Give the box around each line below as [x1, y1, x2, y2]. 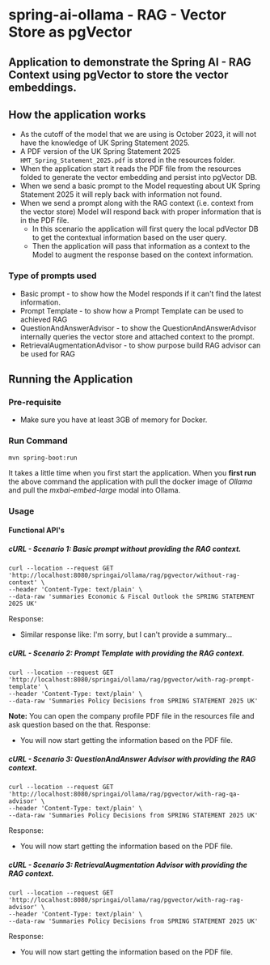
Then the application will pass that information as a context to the [32, 241, 251, 251]
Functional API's [8, 525, 65, 536]
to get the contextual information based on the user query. [32, 233, 227, 242]
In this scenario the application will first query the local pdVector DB [32, 224, 259, 234]
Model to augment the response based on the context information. [32, 250, 254, 260]
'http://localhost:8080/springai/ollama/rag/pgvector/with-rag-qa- [8, 790, 241, 799]
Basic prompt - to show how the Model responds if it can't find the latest [19, 288, 262, 298]
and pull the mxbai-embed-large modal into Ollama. [8, 485, 181, 495]
